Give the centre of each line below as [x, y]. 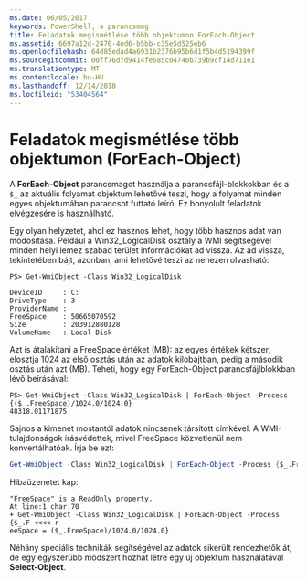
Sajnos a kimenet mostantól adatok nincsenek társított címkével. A [134, 428]
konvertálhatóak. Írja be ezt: [62, 448]
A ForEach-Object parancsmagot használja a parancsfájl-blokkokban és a [149, 185]
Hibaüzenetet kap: [44, 482]
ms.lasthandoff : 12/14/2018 [63, 86]
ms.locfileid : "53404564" [58, 94]
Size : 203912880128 [65, 325]
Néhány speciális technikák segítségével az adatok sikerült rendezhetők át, [151, 548]
